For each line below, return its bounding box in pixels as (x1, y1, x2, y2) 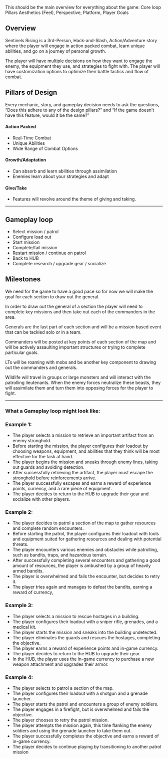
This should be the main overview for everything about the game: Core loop (5, 5, 161, 10)
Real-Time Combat (12, 135, 51, 141)
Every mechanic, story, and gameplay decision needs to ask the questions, (5, 101, 159, 107)
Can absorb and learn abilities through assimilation (12, 168, 117, 174)
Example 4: (5, 674, 33, 681)
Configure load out (12, 234, 51, 240)
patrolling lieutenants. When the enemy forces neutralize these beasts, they (5, 380, 161, 386)
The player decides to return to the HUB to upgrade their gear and (12, 491, 149, 497)
